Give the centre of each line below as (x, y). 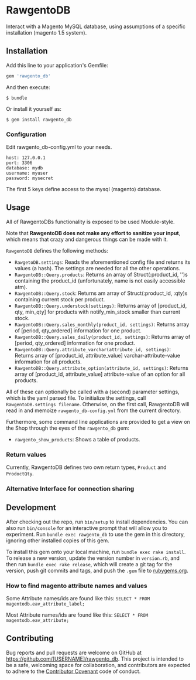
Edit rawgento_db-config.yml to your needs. (59, 147)
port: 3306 (19, 163)
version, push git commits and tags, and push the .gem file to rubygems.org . (97, 570)
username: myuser (27, 173)
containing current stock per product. (60, 299)
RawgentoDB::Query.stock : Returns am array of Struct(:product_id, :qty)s (101, 293)
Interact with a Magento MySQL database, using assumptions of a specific (96, 26)
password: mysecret (30, 178)
